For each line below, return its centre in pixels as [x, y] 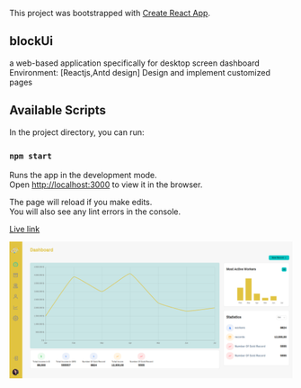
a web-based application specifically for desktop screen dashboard [135, 63]
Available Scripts [58, 110]
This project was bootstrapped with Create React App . [110, 13]
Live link [25, 229]
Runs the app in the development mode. [83, 175]
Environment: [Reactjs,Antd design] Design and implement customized [140, 72]
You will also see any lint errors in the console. [95, 212]
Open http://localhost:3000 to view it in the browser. [106, 185]
